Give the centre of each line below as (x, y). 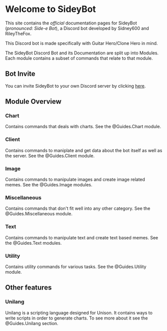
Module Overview (33, 101)
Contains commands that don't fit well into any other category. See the (78, 208)
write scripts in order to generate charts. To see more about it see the (77, 318)
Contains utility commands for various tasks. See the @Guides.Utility (76, 266)
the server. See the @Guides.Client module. (50, 156)
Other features (28, 288)
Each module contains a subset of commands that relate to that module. (79, 58)
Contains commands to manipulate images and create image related (75, 179)
